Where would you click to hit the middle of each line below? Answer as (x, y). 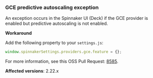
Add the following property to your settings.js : (54, 43)
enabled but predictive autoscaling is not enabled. (57, 23)
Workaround (18, 33)
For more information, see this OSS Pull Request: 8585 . (62, 62)
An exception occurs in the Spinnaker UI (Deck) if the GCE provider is (77, 18)
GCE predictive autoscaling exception (52, 7)
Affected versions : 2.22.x (32, 71)
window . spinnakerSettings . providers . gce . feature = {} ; (63, 52)
